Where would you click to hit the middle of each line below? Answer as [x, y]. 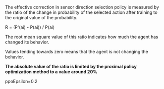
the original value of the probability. [41, 18]
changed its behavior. [27, 42]
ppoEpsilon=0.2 [21, 81]
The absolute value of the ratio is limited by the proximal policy [71, 67]
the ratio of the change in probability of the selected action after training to [81, 12]
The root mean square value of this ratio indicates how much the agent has [82, 37]
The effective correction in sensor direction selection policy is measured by [82, 7]
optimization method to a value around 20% [51, 72]
